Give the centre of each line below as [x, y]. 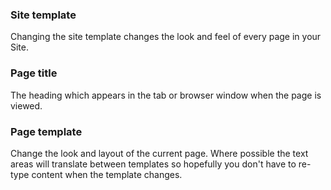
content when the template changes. [107, 174]
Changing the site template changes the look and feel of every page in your [166, 37]
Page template [46, 131]
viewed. [26, 105]
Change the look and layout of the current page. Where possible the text [159, 153]
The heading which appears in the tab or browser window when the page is [166, 95]
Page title [34, 73]
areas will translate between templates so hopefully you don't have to [153, 164]
